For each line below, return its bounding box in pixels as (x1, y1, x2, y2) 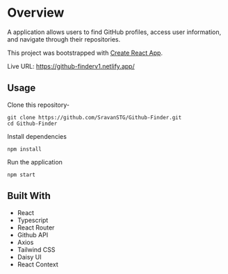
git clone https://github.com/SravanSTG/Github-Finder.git (7, 114, 182, 121)
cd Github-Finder (7, 120, 58, 127)
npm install (7, 146, 42, 153)
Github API (17, 230, 49, 239)
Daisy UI (17, 252, 42, 261)
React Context (17, 260, 58, 268)
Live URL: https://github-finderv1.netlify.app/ (7, 62, 135, 70)
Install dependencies (7, 132, 67, 140)
